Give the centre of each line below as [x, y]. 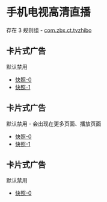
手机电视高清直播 [49, 12]
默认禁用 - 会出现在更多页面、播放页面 [54, 124]
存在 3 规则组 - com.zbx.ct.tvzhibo [49, 30]
